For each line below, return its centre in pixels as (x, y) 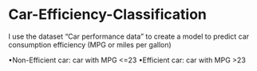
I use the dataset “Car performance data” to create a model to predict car (129, 36)
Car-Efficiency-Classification (108, 15)
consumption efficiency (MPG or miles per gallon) (90, 44)
